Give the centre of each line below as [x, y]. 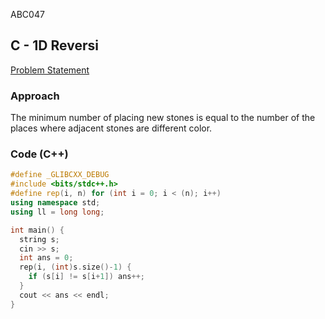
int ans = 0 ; [46, 258]
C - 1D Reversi [54, 45]
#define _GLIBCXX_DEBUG [60, 175]
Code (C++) [39, 154]
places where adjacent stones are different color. [111, 128]
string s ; [39, 239]
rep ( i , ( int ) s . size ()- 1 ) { [75, 267]
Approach [35, 96]
